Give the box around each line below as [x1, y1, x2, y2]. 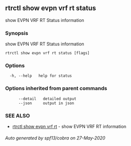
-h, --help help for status [9, 73, 72, 79]
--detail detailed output [18, 96, 77, 101]
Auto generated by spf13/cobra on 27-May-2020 [5, 135, 106, 141]
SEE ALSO [5, 112, 30, 119]
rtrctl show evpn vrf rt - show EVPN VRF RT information [12, 124, 127, 129]
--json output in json [18, 101, 74, 106]
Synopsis [5, 29, 28, 36]
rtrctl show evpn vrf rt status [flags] [5, 51, 90, 56]
